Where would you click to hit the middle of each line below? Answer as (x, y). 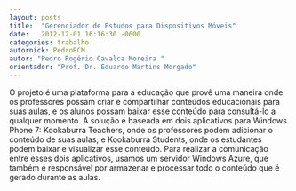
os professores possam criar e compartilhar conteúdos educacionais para (144, 101)
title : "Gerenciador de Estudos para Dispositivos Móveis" (123, 26)
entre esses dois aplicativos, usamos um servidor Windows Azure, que (139, 158)
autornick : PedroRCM (48, 51)
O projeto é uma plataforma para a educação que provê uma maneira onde (146, 92)
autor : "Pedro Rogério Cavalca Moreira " (87, 59)
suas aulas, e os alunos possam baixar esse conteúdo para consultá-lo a (143, 111)
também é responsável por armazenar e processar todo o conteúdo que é (144, 167)
